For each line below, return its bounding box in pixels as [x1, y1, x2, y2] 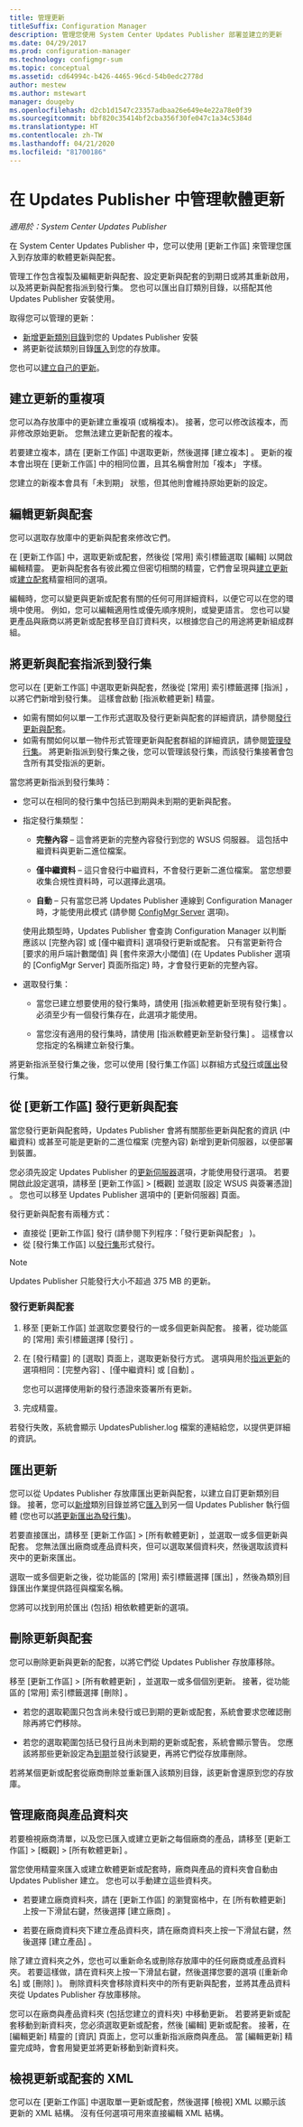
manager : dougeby [9, 97, 75, 107]
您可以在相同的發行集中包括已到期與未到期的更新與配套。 [22, 796, 236, 807]
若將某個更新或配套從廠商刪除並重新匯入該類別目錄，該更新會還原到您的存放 [9, 1767, 294, 1777]
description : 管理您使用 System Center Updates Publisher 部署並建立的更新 [9, 30, 282, 39]
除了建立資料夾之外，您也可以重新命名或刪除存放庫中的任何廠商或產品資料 [9, 1954, 286, 1965]
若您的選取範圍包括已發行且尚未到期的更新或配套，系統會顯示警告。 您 [22, 1736, 286, 1748]
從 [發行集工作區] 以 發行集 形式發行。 [22, 1238, 160, 1249]
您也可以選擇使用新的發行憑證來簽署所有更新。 [22, 1384, 197, 1395]
